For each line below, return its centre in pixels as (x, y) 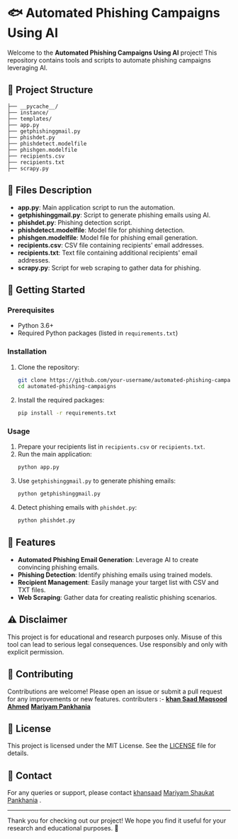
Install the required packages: (61, 400)
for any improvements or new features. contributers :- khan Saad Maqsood (118, 698)
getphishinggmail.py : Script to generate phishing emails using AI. (114, 215)
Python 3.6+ (36, 326)
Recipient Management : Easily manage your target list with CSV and (118, 582)
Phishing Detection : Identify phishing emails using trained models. (115, 574)
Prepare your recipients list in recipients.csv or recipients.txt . (111, 446)
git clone (32, 380)
